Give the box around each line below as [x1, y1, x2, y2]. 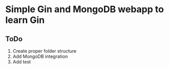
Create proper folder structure [12, 48, 77, 54]
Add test [12, 59, 31, 64]
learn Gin [5, 14, 45, 26]
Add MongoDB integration [12, 53, 68, 59]
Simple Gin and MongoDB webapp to [5, 4, 164, 15]
